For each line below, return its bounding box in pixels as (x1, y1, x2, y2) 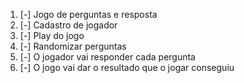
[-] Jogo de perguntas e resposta (19, 9, 158, 20)
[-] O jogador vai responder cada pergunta (19, 51, 196, 63)
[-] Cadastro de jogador (19, 19, 118, 31)
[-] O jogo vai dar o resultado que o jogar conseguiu (19, 62, 235, 73)
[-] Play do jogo (19, 30, 85, 41)
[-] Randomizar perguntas (19, 40, 127, 52)
